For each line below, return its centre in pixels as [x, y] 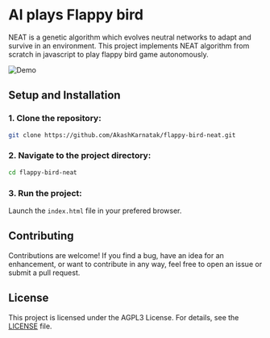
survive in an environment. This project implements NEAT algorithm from [129, 45]
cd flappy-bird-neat [43, 172]
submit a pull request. [44, 273]
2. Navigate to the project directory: [80, 156]
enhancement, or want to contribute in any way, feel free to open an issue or [135, 264]
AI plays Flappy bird [76, 15]
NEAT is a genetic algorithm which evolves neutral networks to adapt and [130, 37]
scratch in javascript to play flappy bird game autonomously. [109, 54]
